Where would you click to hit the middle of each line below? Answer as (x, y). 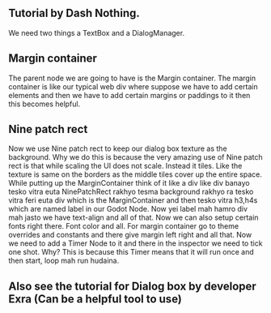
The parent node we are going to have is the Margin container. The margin (132, 78)
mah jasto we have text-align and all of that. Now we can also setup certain (133, 217)
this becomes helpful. (44, 104)
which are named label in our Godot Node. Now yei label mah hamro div (128, 209)
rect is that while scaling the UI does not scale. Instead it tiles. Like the (125, 166)
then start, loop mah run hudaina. (64, 261)
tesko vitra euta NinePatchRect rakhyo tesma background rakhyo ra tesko (131, 192)
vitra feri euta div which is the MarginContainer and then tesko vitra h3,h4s (133, 200)
